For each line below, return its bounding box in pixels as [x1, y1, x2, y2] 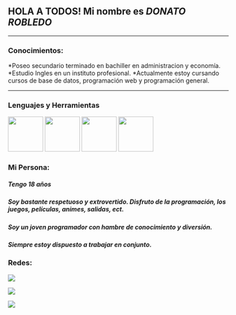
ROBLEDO [8, 17, 52, 29]
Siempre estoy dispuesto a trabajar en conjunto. [8, 241, 153, 249]
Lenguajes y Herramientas [8, 101, 100, 111]
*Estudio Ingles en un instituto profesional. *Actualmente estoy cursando [8, 69, 220, 78]
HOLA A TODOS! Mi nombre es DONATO [8, 6, 186, 17]
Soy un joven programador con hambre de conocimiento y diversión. [8, 223, 213, 231]
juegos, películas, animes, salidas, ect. [8, 205, 125, 213]
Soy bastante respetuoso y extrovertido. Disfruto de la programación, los [8, 197, 226, 206]
